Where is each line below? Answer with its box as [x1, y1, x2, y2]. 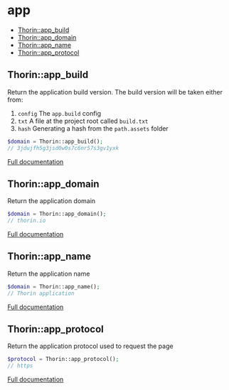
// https [7, 362, 33, 369]
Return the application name [7, 269, 90, 278]
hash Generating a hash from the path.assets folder [17, 124, 169, 133]
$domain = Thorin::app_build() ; [7, 138, 103, 145]
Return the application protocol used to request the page [7, 342, 174, 350]
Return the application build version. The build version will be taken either [7, 87, 223, 96]
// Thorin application [7, 290, 75, 297]
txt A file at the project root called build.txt [17, 117, 149, 125]
